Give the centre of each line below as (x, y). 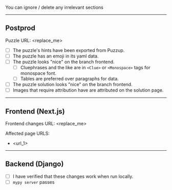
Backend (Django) (35, 164)
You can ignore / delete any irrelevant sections (54, 7)
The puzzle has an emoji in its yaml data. (56, 56)
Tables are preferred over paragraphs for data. (69, 79)
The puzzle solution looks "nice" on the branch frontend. (72, 85)
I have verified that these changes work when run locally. (73, 176)
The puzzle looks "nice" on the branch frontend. (63, 62)
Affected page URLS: (27, 133)
